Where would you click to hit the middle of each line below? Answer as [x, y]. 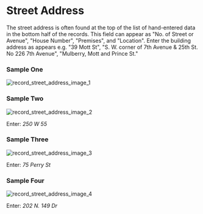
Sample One [25, 69]
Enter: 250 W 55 [27, 124]
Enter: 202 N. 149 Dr [32, 206]
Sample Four [25, 180]
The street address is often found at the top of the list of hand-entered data [101, 28]
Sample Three [27, 139]
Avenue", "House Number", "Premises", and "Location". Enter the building [98, 40]
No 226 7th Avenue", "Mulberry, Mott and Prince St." [72, 53]
